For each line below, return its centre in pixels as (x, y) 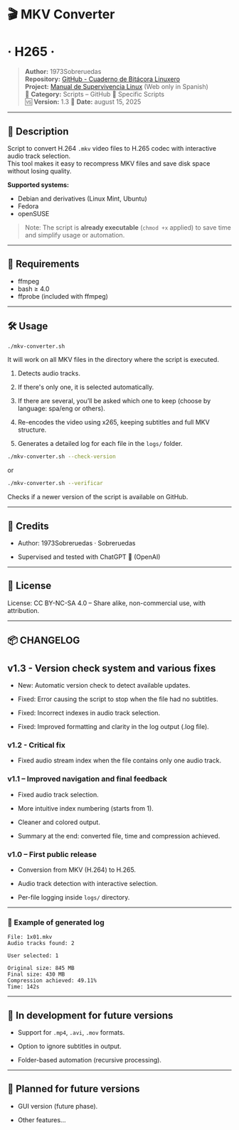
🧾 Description (38, 131)
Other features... (42, 1120)
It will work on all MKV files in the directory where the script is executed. (113, 360)
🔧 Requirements (43, 264)
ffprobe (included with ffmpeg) (63, 296)
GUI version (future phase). (58, 1106)
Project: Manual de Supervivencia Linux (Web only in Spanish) (116, 87)
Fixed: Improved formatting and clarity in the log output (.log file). (113, 727)
